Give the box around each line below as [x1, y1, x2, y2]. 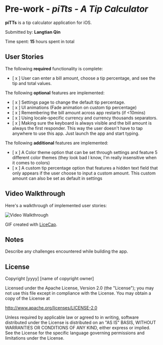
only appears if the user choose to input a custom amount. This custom [12, 170, 156, 176]
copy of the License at [5, 296, 50, 302]
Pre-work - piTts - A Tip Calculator [5, 3, 148, 15]
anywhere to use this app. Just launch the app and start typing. [12, 130, 140, 136]
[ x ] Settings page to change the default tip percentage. [12, 99, 125, 105]
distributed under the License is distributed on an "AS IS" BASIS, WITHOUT [5, 320, 156, 325]
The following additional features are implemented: [5, 140, 108, 146]
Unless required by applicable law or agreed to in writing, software [5, 314, 139, 321]
